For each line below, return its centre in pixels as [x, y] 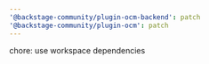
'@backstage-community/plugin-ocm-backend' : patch [105, 17]
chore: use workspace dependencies [77, 50]
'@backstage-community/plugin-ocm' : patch [89, 25]
